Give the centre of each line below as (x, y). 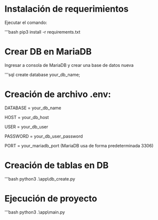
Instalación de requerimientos (67, 9)
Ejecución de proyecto (51, 198)
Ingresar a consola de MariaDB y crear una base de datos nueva (69, 65)
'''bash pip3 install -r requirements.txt (43, 32)
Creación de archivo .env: (58, 94)
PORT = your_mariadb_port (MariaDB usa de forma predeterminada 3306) (79, 145)
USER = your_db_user (26, 127)
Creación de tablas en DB (57, 165)
